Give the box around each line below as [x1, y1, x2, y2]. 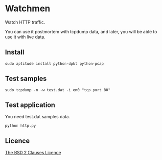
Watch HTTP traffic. [5, 19, 45, 25]
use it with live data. [5, 34, 46, 40]
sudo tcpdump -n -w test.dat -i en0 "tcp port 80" [5, 87, 111, 92]
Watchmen [5, 3, 50, 14]
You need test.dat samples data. [5, 114, 70, 120]
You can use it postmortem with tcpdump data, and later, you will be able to [5, 28, 158, 34]
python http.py [5, 123, 36, 128]
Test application [5, 101, 55, 109]
